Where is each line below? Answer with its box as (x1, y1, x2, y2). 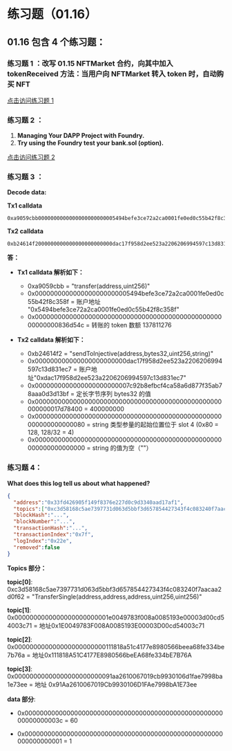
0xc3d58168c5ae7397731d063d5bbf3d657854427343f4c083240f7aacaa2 (7, 585, 222, 593)
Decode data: (7, 188, 47, 197)
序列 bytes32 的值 (99, 390, 152, 398)
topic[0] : (7, 577, 33, 586)
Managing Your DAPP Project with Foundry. (17, 132, 145, 140)
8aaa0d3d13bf (27, 390, 69, 398)
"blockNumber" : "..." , (13, 518, 76, 525)
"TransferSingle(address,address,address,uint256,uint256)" (31, 592, 202, 601)
